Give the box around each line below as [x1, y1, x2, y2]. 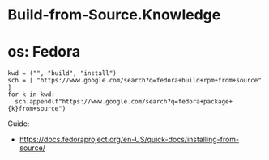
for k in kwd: [7, 91, 56, 99]
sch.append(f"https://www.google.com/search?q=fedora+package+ [15, 98, 233, 106]
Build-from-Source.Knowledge [7, 6, 221, 24]
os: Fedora [7, 43, 81, 61]
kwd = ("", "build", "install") [7, 69, 117, 78]
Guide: [7, 119, 30, 128]
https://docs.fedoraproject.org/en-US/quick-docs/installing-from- [19, 135, 240, 145]
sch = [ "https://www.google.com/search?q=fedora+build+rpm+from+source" [7, 77, 263, 85]
